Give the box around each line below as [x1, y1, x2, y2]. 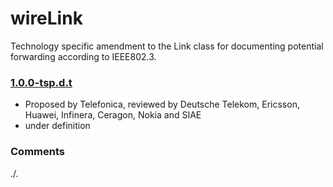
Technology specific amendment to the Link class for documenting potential [10, 40, 324, 52]
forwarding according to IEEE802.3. [10, 50, 157, 62]
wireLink [10, 7, 83, 30]
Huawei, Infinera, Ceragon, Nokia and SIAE [24, 109, 202, 121]
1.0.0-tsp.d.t [10, 75, 73, 89]
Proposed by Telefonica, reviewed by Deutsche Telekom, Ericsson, [24, 98, 300, 111]
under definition [24, 120, 91, 132]
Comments [10, 145, 65, 159]
